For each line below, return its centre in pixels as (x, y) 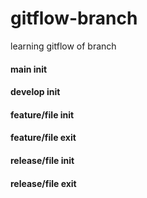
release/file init (42, 160)
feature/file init (42, 114)
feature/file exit (43, 138)
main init (29, 69)
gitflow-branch (74, 18)
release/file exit (43, 183)
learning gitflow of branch (63, 46)
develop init (35, 92)
